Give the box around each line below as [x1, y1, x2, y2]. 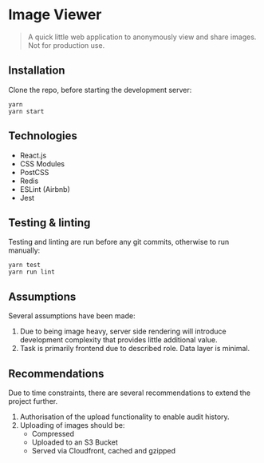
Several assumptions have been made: [8, 311, 136, 321]
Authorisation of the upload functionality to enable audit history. [19, 412, 230, 421]
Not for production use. [27, 40, 105, 50]
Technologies [8, 130, 78, 143]
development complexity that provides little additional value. [19, 335, 218, 345]
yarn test [8, 261, 41, 269]
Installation [8, 64, 65, 78]
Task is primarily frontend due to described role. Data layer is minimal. [19, 344, 250, 353]
